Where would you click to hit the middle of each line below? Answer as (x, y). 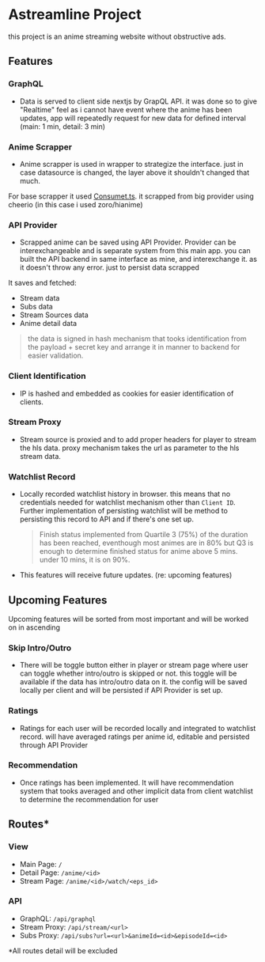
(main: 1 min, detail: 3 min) (62, 126)
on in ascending (34, 627)
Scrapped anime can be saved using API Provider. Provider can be (128, 242)
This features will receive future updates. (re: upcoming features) (126, 575)
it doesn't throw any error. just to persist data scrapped (110, 267)
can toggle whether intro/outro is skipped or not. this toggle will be (128, 673)
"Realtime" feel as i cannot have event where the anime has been (126, 109)
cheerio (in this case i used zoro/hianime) (76, 204)
